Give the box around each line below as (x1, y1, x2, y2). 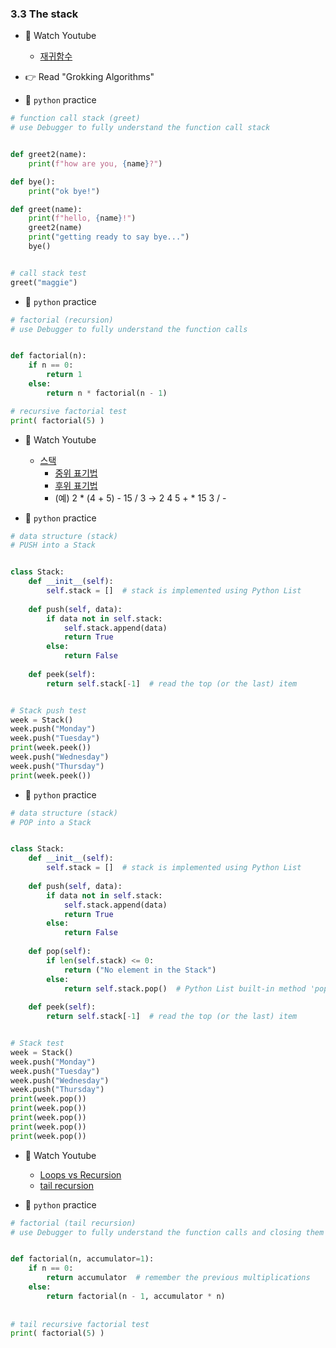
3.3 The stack (10, 7, 79, 21)
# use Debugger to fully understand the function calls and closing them (10, 1227, 325, 1237)
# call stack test (10, 268, 87, 278)
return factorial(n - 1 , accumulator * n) (46, 1291, 226, 1301)
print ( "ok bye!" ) (28, 186, 101, 196)
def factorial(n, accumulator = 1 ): (10, 1254, 155, 1264)
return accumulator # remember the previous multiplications (46, 1273, 311, 1283)
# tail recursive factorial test (10, 1319, 150, 1329)
